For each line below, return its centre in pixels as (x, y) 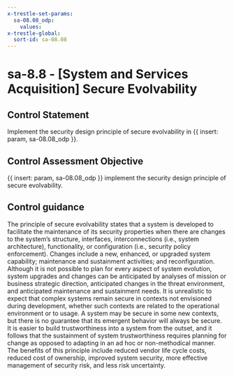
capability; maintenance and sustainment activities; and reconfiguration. (111, 261)
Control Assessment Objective (75, 161)
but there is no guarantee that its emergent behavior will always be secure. (115, 320)
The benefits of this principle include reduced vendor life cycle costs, (107, 350)
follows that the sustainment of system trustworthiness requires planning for (117, 335)
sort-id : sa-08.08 (41, 40)
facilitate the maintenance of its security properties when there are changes (116, 231)
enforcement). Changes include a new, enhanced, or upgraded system (109, 254)
